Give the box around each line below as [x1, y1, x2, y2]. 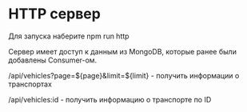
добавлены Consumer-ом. [8, 55, 98, 65]
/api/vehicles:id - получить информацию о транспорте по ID [8, 94, 212, 104]
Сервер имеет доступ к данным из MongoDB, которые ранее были [8, 46, 237, 56]
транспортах [8, 79, 52, 89]
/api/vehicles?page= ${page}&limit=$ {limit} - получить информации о [8, 70, 240, 80]
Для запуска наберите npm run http [8, 31, 129, 41]
